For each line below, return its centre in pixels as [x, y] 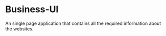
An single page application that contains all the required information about [83, 23]
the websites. [19, 28]
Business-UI [32, 9]
